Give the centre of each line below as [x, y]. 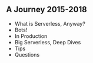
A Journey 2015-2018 [46, 10]
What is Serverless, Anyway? [50, 23]
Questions [27, 54]
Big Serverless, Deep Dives [48, 42]
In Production [31, 36]
